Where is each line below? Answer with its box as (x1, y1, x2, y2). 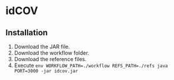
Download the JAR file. (14, 43, 70, 50)
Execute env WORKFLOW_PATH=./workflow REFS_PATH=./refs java (14, 62, 168, 69)
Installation (5, 28, 48, 38)
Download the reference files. (14, 56, 87, 62)
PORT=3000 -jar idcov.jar (14, 68, 78, 74)
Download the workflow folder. (14, 49, 89, 56)
